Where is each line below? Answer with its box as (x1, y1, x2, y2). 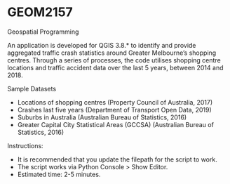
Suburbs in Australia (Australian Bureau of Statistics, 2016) (17, 113, 187, 121)
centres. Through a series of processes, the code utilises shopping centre (7, 55, 221, 64)
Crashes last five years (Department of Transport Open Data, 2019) (17, 105, 212, 114)
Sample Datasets (7, 84, 57, 93)
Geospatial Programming (7, 27, 79, 36)
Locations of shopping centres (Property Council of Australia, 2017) (17, 98, 213, 106)
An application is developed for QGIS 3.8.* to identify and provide (7, 41, 196, 49)
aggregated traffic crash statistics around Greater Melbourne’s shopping (7, 48, 217, 57)
